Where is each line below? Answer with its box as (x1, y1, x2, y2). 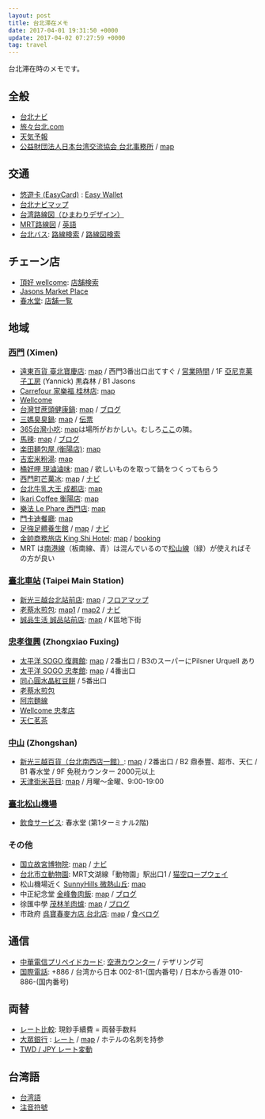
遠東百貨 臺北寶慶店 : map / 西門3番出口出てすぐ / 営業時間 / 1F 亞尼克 (19, 367, 246, 376)
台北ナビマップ (19, 199, 69, 209)
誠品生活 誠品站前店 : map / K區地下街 (19, 614, 142, 624)
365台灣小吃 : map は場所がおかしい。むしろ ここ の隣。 (19, 425, 197, 434)
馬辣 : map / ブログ (19, 434, 80, 444)
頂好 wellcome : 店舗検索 (19, 277, 99, 286)
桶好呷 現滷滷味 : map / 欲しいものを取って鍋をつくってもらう (19, 464, 219, 474)
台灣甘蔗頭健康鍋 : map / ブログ (19, 405, 121, 414)
